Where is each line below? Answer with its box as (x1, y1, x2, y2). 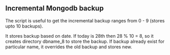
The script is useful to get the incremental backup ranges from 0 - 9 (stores (5, 17, 165, 23)
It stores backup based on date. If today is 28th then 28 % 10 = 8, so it (5, 33, 154, 39)
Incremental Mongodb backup (5, 4, 104, 13)
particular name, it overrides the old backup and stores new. (5, 43, 132, 50)
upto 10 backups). (5, 23, 44, 29)
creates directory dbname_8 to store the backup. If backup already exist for (5, 38, 165, 44)
